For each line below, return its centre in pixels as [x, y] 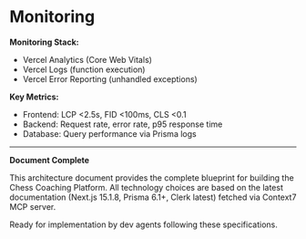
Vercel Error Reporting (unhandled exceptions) [110, 78]
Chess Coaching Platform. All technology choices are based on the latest [147, 187]
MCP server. [33, 206]
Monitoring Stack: [44, 42]
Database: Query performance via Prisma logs [110, 133]
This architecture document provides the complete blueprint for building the [152, 177]
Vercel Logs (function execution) [84, 69]
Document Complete [49, 160]
